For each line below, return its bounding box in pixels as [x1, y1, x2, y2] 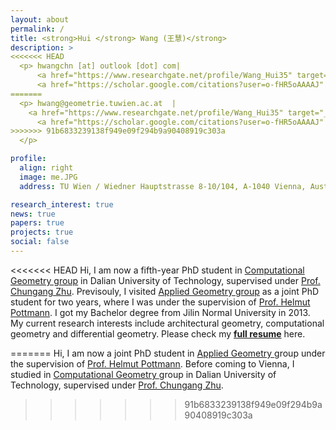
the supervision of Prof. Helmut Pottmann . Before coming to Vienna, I [10, 357, 295, 370]
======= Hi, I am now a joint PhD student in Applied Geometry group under [10, 347, 326, 359]
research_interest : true [10, 199, 114, 210]
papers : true [10, 218, 65, 228]
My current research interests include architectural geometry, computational [10, 317, 325, 329]
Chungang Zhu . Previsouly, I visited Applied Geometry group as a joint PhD [10, 285, 320, 297]
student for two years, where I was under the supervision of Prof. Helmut [10, 296, 311, 308]
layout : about [10, 14, 70, 25]
